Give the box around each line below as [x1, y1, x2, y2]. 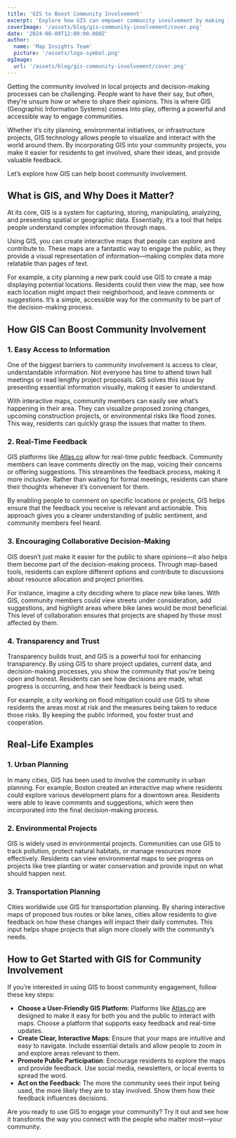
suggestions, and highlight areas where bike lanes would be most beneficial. [7, 603, 229, 612]
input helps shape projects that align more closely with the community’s [7, 925, 215, 934]
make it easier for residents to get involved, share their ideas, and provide [7, 148, 221, 156]
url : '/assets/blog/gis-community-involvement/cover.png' [13, 63, 188, 70]
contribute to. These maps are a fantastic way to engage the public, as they [7, 245, 226, 253]
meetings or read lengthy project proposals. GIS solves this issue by [7, 376, 204, 384]
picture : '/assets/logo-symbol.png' [13, 50, 121, 57]
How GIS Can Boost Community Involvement [7, 323, 206, 335]
